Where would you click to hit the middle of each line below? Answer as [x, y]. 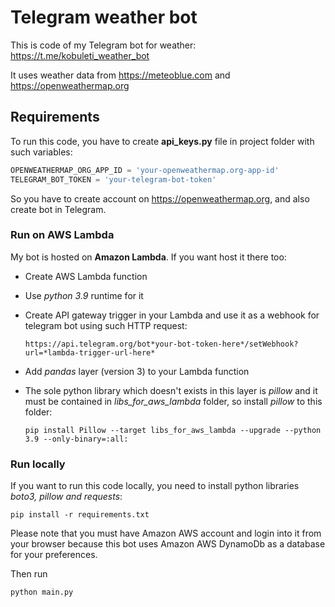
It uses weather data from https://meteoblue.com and [120, 75]
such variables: [41, 152]
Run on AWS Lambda [62, 235]
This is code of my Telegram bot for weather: [103, 45]
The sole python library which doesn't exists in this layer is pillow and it [171, 390]
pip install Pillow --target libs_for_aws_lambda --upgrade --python [173, 430]
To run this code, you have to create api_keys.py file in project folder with [162, 141]
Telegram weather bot [104, 17]
